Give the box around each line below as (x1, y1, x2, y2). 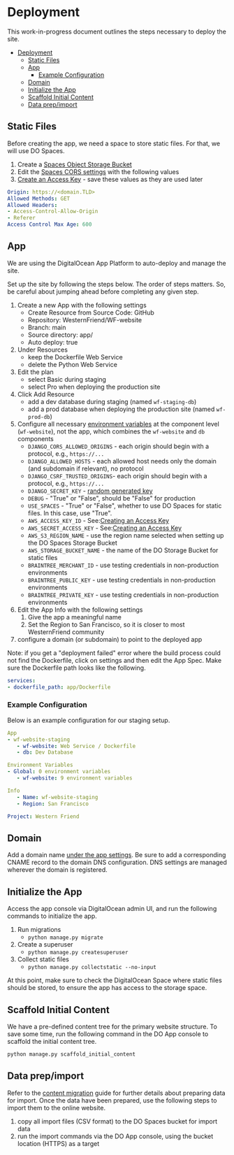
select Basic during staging (27, 375, 107, 383)
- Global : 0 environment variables (7, 768, 111, 775)
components (17, 434, 54, 443)
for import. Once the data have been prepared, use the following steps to (7, 1096, 217, 1105)
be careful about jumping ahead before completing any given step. (7, 287, 199, 296)
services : (7, 677, 36, 684)
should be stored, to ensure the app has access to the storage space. (7, 984, 207, 992)
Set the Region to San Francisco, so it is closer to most (27, 620, 185, 629)
